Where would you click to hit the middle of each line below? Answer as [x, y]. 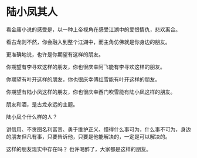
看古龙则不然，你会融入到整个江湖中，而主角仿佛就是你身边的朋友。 [88, 42]
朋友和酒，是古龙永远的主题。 [42, 104]
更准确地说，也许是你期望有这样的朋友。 [55, 54]
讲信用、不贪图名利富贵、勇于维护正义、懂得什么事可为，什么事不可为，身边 [98, 129]
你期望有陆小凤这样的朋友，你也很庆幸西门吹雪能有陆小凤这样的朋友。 [91, 92]
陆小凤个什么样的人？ [32, 117]
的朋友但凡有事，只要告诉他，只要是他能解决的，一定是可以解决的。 [88, 136]
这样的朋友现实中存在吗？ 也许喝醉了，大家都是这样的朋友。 [79, 149]
